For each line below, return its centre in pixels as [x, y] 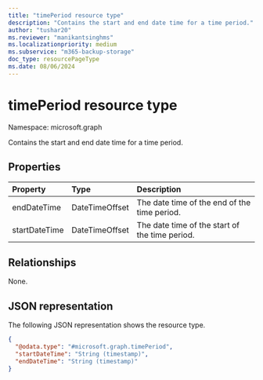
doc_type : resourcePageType [54, 60]
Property [29, 189]
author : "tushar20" [40, 30]
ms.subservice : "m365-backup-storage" [71, 52]
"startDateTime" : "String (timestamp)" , [82, 354]
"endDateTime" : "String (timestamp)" [77, 361]
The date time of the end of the [194, 203]
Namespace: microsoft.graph [55, 127]
